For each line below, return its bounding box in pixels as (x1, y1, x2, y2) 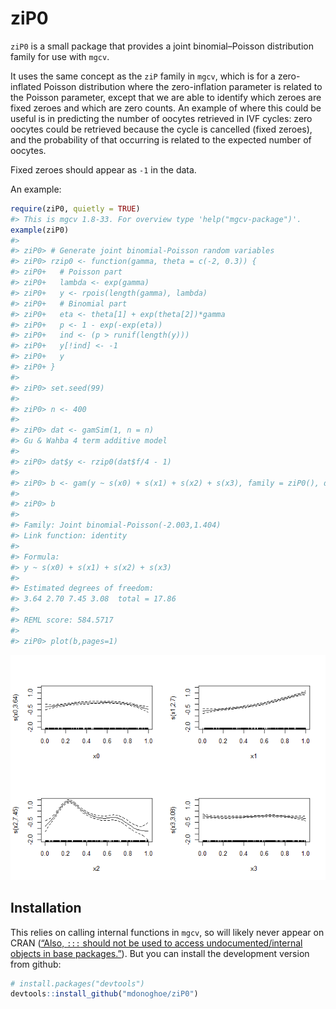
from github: (10, 958, 62, 970)
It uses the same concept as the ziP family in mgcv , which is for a (10, 70, 276, 82)
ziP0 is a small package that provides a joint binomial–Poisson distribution (10, 40, 314, 52)
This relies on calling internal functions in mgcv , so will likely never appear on (10, 926, 325, 938)
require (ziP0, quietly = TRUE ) (10, 203, 141, 214)
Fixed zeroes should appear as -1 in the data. (10, 163, 197, 176)
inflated (10, 80, 42, 92)
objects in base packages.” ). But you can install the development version (10, 947, 310, 959)
